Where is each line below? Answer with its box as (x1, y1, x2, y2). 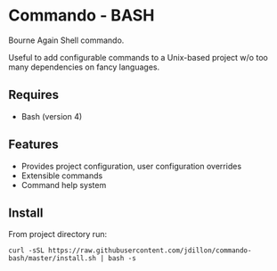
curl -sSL (8, 246, 45, 255)
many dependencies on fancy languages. (8, 62, 160, 72)
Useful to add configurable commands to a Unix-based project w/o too (8, 52, 268, 62)
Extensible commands (20, 170, 103, 181)
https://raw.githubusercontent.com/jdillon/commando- (47, 246, 252, 255)
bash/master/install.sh (8, 254, 97, 263)
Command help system (20, 179, 107, 190)
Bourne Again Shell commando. (8, 35, 125, 45)
